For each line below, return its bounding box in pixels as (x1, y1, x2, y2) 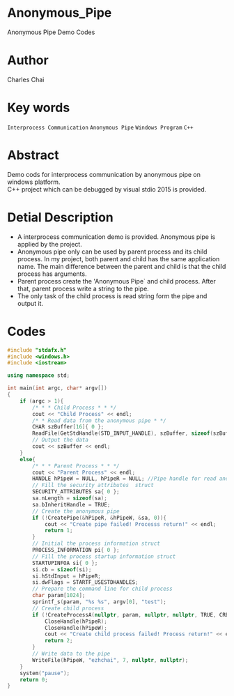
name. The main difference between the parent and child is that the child (17, 262, 226, 270)
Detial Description (7, 209, 114, 225)
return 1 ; (44, 527, 73, 534)
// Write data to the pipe (32, 650, 111, 657)
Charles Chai (7, 75, 45, 84)
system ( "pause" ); (19, 670, 70, 676)
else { (19, 456, 36, 463)
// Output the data (32, 437, 89, 444)
